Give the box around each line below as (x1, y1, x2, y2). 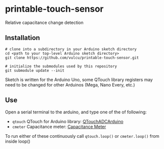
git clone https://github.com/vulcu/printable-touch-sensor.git (5, 55, 139, 60)
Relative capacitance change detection (5, 20, 84, 25)
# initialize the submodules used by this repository (5, 64, 117, 69)
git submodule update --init (5, 68, 65, 73)
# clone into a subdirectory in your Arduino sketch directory (5, 46, 137, 52)
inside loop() (5, 138, 31, 144)
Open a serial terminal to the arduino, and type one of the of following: (5, 109, 147, 115)
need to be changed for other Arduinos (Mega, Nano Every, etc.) (5, 82, 136, 87)
